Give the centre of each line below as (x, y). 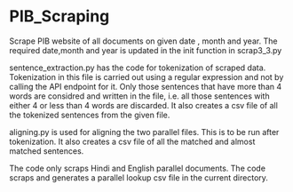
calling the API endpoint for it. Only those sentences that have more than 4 (146, 86)
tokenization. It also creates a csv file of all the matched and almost (132, 141)
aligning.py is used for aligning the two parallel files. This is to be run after (144, 132)
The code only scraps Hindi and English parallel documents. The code (138, 168)
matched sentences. (47, 151)
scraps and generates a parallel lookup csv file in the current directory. (139, 177)
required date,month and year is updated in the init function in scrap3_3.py (146, 50)
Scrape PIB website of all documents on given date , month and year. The (143, 41)
